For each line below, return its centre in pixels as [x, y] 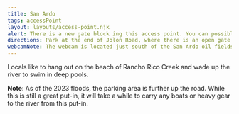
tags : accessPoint [34, 21]
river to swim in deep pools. [48, 74]
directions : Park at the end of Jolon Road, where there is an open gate [119, 40]
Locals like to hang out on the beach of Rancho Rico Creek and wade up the [119, 67]
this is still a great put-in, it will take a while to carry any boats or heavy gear [119, 96]
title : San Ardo [31, 14]
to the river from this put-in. [48, 103]
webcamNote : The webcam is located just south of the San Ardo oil [110, 47]
